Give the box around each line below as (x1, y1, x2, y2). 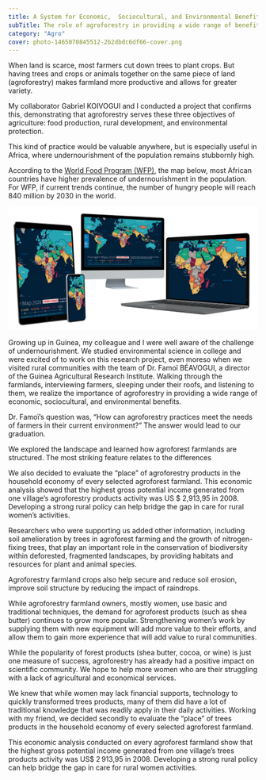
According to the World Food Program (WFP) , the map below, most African (8, 166, 252, 175)
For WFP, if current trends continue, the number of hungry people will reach (8, 183, 256, 192)
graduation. (8, 429, 46, 439)
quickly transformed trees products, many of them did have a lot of (8, 697, 227, 706)
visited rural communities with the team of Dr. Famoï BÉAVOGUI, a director (8, 363, 251, 373)
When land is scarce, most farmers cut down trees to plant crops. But (8, 60, 235, 71)
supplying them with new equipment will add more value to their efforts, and (8, 624, 257, 634)
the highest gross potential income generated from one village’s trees (8, 746, 235, 755)
